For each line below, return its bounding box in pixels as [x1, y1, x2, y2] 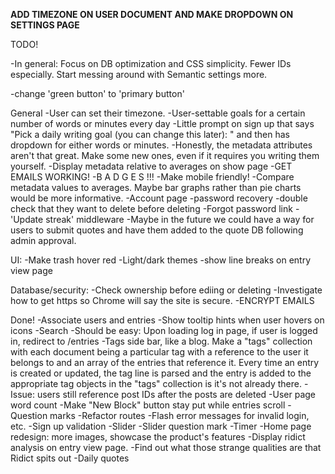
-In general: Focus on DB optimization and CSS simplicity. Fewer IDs [10, 58, 292, 69]
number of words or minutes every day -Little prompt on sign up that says [10, 118, 315, 129]
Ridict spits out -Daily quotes [10, 452, 130, 464]
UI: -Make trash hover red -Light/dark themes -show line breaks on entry [10, 254, 312, 266]
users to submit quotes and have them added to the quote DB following [10, 224, 304, 236]
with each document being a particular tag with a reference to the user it [10, 346, 309, 358]
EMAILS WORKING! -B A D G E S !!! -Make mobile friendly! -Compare [10, 171, 295, 183]
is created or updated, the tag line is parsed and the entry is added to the [10, 367, 312, 379]
